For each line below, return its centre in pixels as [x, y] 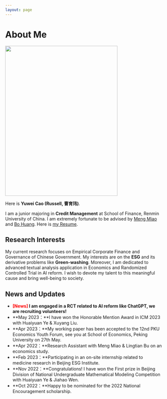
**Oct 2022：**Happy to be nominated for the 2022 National [76, 386]
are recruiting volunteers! [39, 311]
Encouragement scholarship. [42, 391]
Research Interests [35, 240]
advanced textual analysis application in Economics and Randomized [76, 267]
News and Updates [35, 294]
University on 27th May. [37, 340]
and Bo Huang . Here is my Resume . [42, 224]
